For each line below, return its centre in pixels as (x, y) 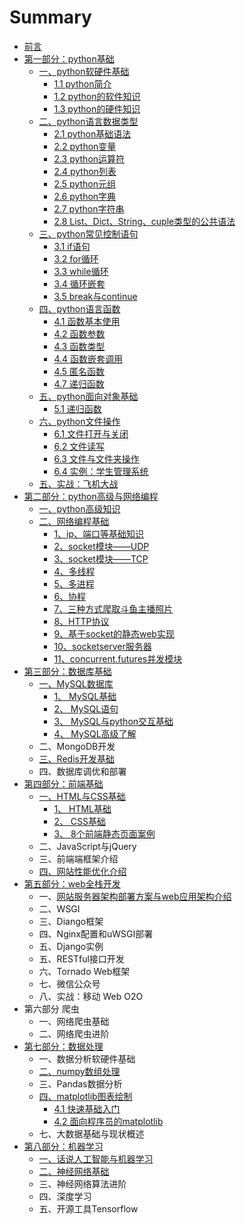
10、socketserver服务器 (102, 646)
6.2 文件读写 (79, 446)
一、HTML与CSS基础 (82, 796)
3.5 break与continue (95, 296)
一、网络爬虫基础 (74, 1021)
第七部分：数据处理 (63, 1046)
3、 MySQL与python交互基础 (113, 721)
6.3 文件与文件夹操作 (96, 458)
